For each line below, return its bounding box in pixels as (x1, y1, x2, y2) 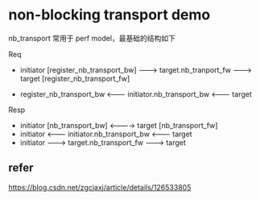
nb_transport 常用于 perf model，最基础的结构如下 (8, 33, 175, 43)
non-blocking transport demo (8, 6, 211, 24)
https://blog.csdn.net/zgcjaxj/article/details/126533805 (8, 182, 192, 192)
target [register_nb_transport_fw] (19, 73, 130, 83)
